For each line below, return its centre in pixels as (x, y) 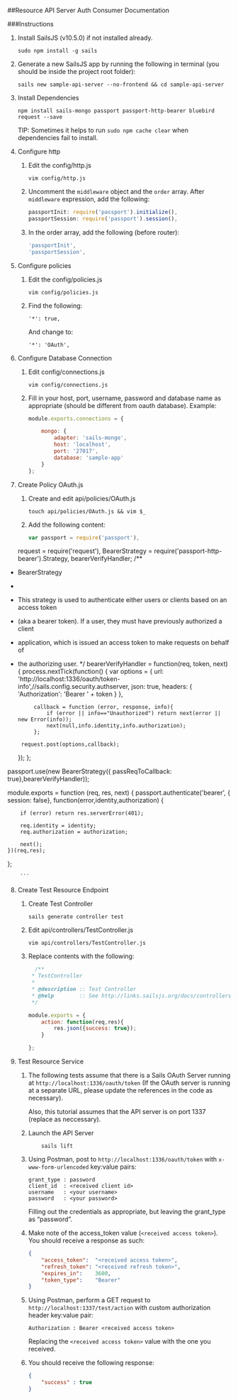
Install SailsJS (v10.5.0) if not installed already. (85, 38)
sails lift (57, 1146)
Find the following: (55, 306)
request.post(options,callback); (70, 745)
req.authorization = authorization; (74, 832)
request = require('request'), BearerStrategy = (85, 551)
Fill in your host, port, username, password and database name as (125, 398)
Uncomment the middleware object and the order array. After (116, 192)
